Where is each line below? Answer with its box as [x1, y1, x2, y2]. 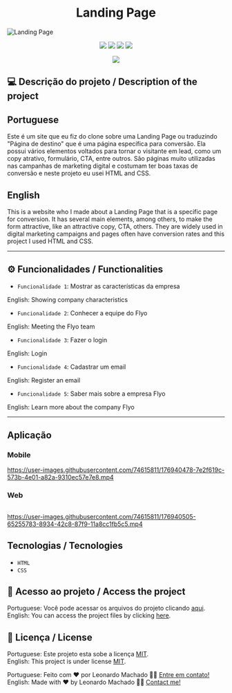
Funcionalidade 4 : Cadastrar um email [17, 362, 126, 371]
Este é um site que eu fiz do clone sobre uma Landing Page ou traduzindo [7, 132, 217, 141]
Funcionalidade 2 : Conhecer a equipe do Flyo [17, 308, 148, 317]
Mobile [7, 450, 31, 460]
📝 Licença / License [7, 631, 93, 643]
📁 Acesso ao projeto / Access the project [7, 586, 186, 597]
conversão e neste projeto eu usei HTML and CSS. [7, 169, 151, 177]
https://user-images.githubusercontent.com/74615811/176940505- [7, 512, 197, 520]
